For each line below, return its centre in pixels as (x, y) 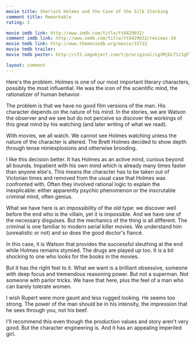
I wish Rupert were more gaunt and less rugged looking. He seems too (91, 297)
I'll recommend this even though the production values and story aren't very (97, 321)
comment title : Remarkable (39, 17)
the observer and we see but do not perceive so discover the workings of (94, 118)
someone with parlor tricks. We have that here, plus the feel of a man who (95, 280)
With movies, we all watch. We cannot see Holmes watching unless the (91, 136)
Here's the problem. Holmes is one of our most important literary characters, (98, 82)
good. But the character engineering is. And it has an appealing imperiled (94, 327)
